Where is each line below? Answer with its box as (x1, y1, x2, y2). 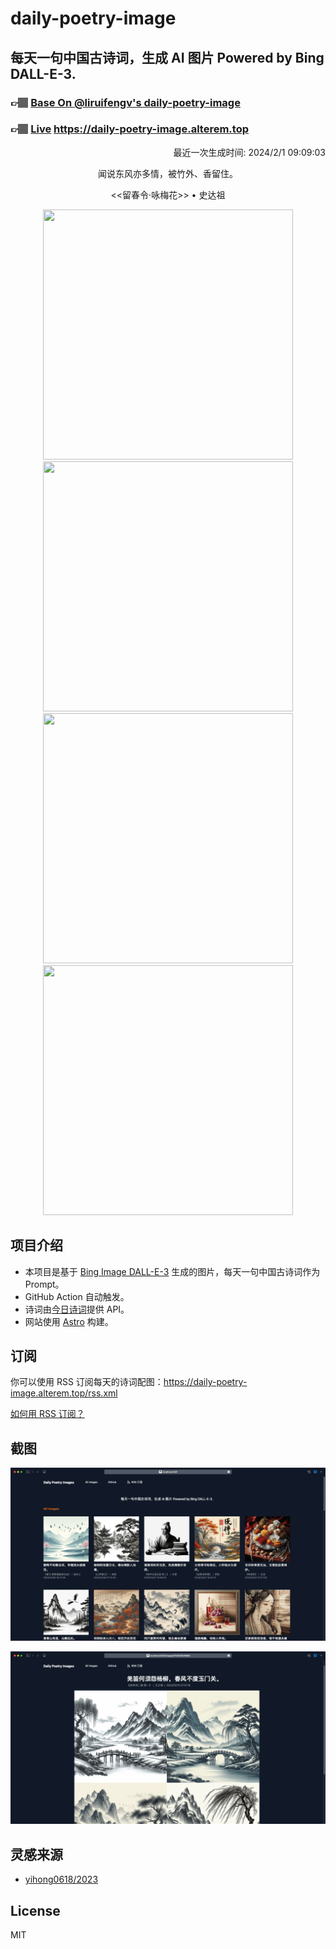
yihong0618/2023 (24, 1873, 99, 1886)
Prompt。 (24, 1278, 65, 1290)
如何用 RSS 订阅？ (10, 1408, 85, 1420)
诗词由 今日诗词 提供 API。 (24, 1303, 130, 1315)
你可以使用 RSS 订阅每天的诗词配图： (10, 1376, 164, 1388)
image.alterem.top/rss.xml (10, 1387, 118, 1399)
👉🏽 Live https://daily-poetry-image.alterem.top (10, 122, 249, 136)
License (10, 1902, 61, 1919)
